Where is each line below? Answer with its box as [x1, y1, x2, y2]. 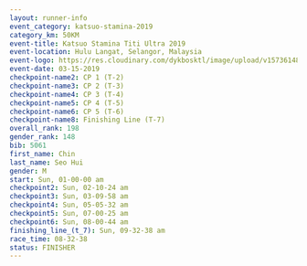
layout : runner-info [9, 13, 89, 23]
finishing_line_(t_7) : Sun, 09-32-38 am [9, 226, 166, 235]
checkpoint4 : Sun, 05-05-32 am [9, 200, 129, 210]
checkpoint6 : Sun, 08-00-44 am [9, 217, 129, 227]
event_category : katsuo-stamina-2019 [9, 22, 153, 31]
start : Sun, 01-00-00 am [9, 175, 104, 184]
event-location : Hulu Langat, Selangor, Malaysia [9, 48, 203, 57]
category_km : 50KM [9, 30, 79, 39]
